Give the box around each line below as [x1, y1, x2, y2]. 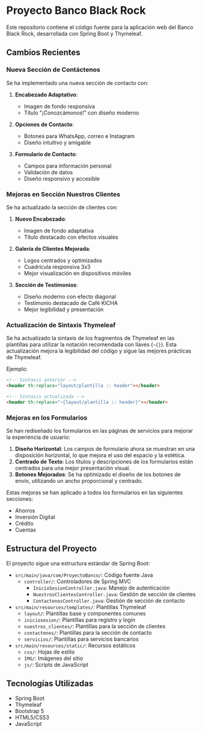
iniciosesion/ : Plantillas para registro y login [23, 616, 136, 623]
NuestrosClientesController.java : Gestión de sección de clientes [32, 590, 196, 597]
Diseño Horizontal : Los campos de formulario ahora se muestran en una [14, 445, 195, 453]
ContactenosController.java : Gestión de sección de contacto [32, 597, 185, 604]
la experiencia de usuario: [6, 433, 70, 441]
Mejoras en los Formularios [6, 414, 88, 422]
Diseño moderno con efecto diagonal [23, 293, 116, 300]
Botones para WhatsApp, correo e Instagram [23, 132, 135, 139]
